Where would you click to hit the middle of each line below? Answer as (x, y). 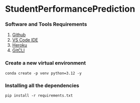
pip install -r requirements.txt (39, 96)
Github (19, 35)
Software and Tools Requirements (46, 24)
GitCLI (19, 50)
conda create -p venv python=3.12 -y (43, 73)
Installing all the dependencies (42, 85)
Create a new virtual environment (46, 63)
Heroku (20, 45)
